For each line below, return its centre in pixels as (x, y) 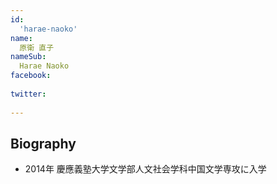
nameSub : (28, 57)
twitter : (28, 94)
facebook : (31, 76)
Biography (43, 143)
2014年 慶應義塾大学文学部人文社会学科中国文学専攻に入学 (145, 169)
